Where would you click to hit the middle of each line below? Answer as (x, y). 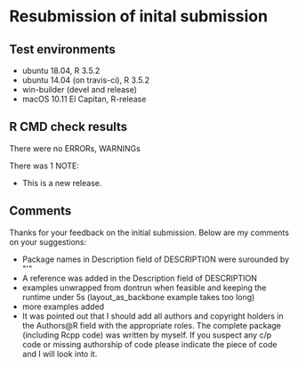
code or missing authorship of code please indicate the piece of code (149, 344)
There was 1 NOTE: (44, 166)
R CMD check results (68, 127)
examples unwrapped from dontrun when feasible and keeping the (144, 288)
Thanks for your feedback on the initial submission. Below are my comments (149, 232)
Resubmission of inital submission (139, 16)
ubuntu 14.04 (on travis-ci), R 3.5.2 (85, 80)
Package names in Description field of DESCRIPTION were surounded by (156, 259)
